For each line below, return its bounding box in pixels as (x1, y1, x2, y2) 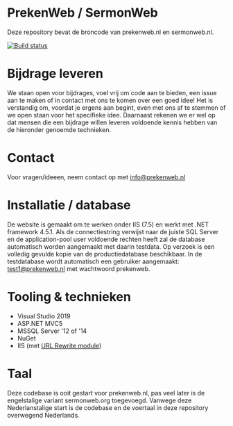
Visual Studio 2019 (17, 311, 71, 320)
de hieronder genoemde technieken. (7, 125, 112, 133)
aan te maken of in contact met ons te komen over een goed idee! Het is (7, 96, 214, 104)
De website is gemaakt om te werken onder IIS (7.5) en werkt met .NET (7, 220, 209, 229)
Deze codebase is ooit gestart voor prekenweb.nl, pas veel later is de (7, 388, 205, 397)
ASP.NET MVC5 (17, 319, 63, 327)
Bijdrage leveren (7, 66, 104, 81)
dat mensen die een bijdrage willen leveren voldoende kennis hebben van (7, 118, 218, 126)
